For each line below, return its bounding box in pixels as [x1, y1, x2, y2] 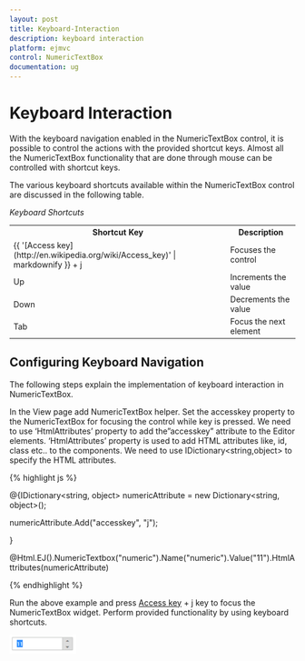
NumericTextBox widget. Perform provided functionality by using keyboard [9, 606, 289, 617]
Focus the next [230, 316, 286, 327]
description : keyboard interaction [9, 34, 144, 43]
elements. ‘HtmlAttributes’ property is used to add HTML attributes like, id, [9, 435, 288, 446]
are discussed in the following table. [9, 189, 145, 200]
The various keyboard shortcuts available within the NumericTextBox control [9, 179, 295, 190]
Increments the [230, 271, 287, 282]
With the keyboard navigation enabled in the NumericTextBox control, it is [9, 133, 284, 144]
